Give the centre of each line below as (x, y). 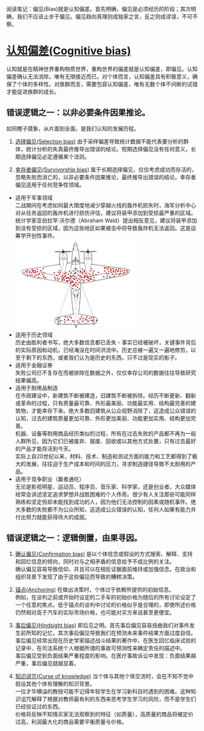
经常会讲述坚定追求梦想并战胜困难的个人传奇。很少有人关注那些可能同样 (105, 494)
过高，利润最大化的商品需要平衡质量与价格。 (71, 721)
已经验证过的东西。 (39, 706)
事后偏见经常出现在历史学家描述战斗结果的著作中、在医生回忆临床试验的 (105, 640)
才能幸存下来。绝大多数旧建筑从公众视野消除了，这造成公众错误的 (114, 410)
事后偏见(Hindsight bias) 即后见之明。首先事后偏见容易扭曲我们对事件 (102, 625)
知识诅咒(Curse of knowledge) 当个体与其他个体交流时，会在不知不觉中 (104, 676)
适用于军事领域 (34, 197)
